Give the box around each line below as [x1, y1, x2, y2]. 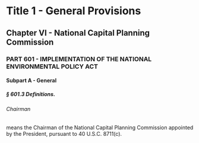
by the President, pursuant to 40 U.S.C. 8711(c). [6, 130, 122, 137]
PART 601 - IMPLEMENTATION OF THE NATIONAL [6, 55, 152, 63]
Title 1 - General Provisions [6, 4, 141, 18]
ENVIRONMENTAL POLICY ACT [6, 62, 99, 71]
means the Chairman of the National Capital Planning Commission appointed [6, 123, 194, 131]
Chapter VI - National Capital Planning [6, 28, 150, 38]
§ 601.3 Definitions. [6, 90, 55, 97]
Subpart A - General [6, 77, 57, 84]
